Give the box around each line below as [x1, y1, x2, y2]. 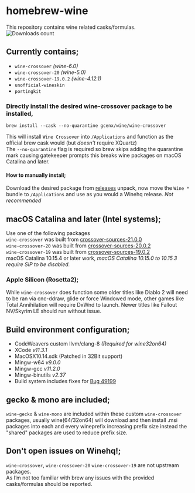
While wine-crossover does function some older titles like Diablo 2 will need [6, 289, 189, 296]
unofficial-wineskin [14, 82, 65, 88]
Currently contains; [6, 47, 79, 57]
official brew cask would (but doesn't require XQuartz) [6, 139, 138, 146]
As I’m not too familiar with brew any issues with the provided [6, 474, 155, 481]
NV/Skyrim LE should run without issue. [6, 307, 101, 315]
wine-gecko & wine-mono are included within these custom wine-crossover [6, 410, 182, 417]
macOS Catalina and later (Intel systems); [6, 214, 161, 224]
